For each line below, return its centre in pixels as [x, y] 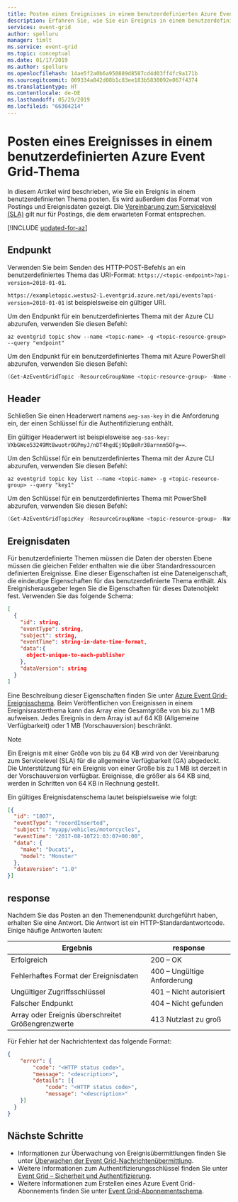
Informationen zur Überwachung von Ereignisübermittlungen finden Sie [122, 1153]
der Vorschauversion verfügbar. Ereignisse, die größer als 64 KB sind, [109, 776]
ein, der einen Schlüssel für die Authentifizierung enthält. [90, 423]
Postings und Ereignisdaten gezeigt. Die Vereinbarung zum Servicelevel [112, 206]
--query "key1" [52, 485]
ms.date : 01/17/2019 [38, 60]
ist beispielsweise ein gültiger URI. [116, 302]
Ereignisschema [31, 703]
